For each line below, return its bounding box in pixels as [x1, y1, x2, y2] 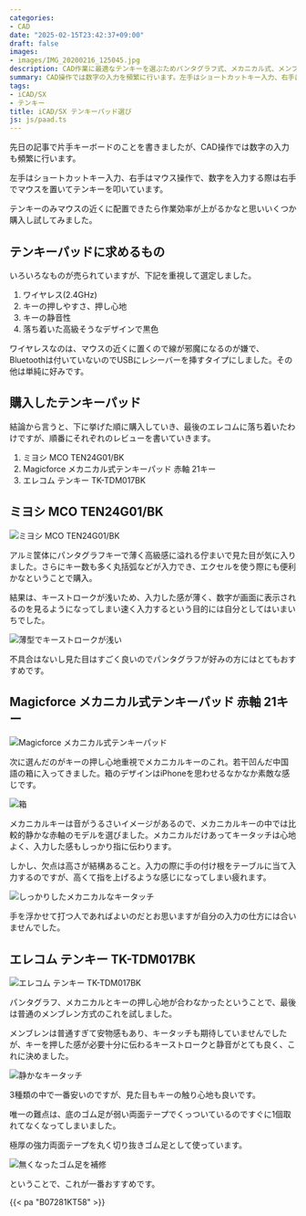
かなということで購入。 [9, 572, 97, 583]
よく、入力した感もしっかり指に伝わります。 [9, 841, 177, 852]
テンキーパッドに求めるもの [9, 244, 166, 259]
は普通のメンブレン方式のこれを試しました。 [9, 1009, 178, 1020]
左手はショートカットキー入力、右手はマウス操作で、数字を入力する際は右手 [9, 173, 297, 184]
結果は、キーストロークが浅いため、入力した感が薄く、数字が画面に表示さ [9, 591, 289, 603]
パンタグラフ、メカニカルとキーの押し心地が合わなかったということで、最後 [9, 997, 297, 1008]
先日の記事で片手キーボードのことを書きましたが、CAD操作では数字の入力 [9, 142, 290, 153]
